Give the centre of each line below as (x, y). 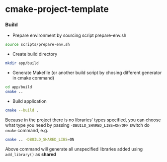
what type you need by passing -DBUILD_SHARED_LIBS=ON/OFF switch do (78, 125)
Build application (29, 101)
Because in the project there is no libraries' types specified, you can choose (83, 120)
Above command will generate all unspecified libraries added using (74, 149)
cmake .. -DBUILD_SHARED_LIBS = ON (40, 139)
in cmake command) (33, 78)
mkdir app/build (22, 63)
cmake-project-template (57, 9)
